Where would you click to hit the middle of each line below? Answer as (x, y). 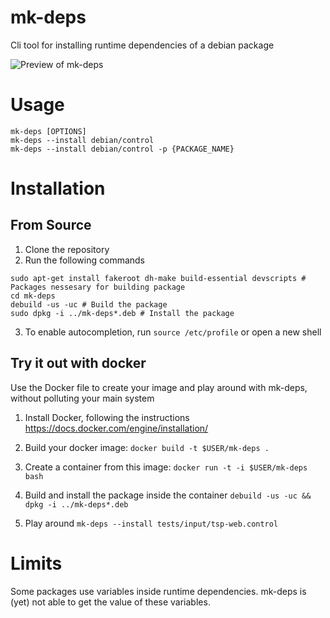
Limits (36, 563)
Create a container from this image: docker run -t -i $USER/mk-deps (166, 467)
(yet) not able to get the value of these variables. (110, 602)
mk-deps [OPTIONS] (48, 131)
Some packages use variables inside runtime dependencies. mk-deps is (158, 591)
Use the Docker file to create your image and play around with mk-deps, (159, 387)
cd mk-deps (33, 296)
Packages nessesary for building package (98, 287)
